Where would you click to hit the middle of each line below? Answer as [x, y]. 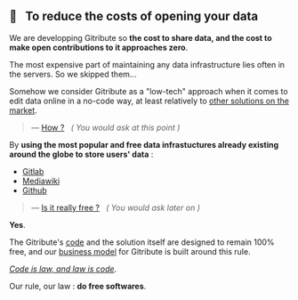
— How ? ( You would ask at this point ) [105, 127]
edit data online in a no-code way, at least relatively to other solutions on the [149, 101]
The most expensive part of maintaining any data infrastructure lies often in [147, 64]
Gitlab [33, 171]
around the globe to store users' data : [81, 154]
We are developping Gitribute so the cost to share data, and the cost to [141, 37]
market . [23, 110]
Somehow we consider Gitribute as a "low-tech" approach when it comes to [149, 91]
